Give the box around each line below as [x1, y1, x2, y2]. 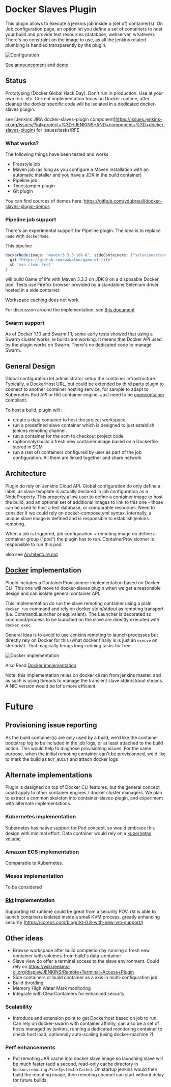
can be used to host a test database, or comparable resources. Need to [5, 504, 155, 510]
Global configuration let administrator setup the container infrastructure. [5, 375, 157, 381]
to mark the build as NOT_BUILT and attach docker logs [5, 756, 118, 762]
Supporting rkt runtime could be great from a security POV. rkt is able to [5, 908, 156, 914]
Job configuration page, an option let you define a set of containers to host [5, 25, 163, 32]
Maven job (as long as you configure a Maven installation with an [12, 166, 149, 173]
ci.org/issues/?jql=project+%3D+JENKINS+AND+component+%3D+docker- [5, 121, 165, 128]
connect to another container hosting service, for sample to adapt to [5, 386, 149, 392]
